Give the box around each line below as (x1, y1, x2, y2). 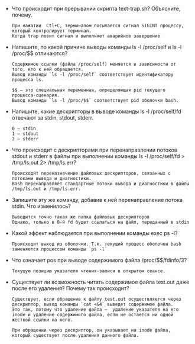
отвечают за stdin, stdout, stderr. (11, 114, 93, 121)
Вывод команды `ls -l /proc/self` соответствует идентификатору (11, 72, 174, 78)
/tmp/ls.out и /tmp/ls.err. (11, 186, 81, 192)
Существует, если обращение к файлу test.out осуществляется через (11, 296, 181, 302)
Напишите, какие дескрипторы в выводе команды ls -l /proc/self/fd (11, 108, 181, 115)
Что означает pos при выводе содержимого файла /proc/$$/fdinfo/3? (11, 257, 187, 263)
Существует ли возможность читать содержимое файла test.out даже (11, 278, 190, 285)
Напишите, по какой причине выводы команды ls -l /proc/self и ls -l (11, 44, 182, 50)
